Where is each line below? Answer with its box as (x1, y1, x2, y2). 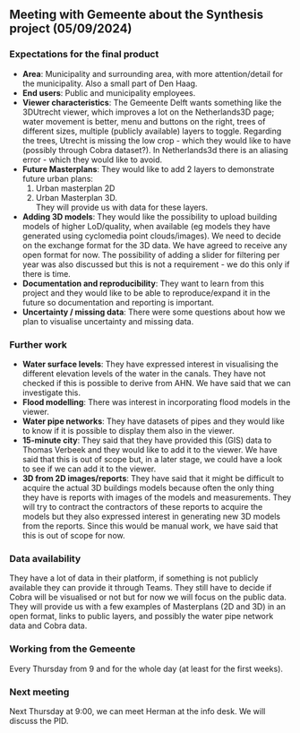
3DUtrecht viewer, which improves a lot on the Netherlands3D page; (21, 107, 275, 117)
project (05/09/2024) (9, 22, 133, 37)
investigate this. (21, 387, 81, 398)
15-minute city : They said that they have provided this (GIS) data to (21, 435, 272, 445)
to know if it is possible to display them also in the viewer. (21, 425, 235, 435)
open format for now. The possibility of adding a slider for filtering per (21, 249, 280, 260)
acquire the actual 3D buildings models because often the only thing (21, 482, 275, 493)
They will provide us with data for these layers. (35, 202, 209, 212)
